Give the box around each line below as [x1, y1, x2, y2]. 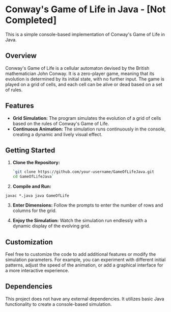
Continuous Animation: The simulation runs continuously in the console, [12, 126, 166, 132]
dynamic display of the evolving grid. [12, 223, 91, 229]
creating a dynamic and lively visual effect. [12, 131, 103, 137]
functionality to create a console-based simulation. [5, 301, 112, 307]
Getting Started [5, 146, 55, 154]
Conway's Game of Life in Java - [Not [5, 4, 166, 15]
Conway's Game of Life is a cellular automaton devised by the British [5, 65, 150, 71]
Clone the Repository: [12, 160, 60, 166]
